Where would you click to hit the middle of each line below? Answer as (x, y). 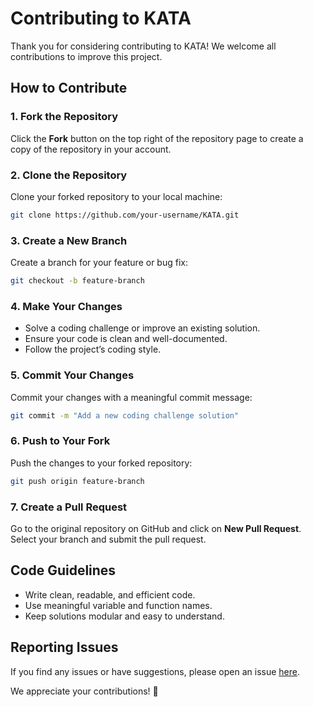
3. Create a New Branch (69, 240)
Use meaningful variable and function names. (118, 605)
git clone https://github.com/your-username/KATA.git (125, 215)
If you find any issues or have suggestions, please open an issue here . (155, 671)
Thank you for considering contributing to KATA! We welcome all (143, 46)
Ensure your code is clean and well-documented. (126, 339)
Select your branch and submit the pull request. (108, 539)
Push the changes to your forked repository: (101, 463)
